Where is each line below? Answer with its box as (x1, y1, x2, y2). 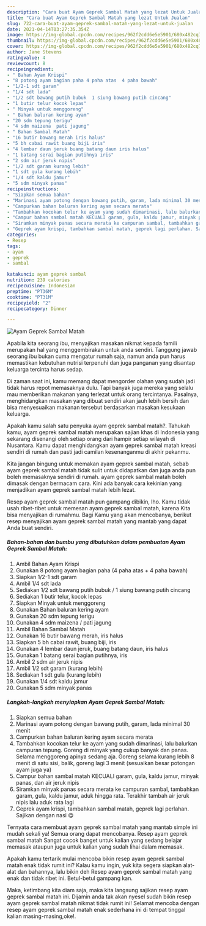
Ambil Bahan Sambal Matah (15, 626, 86, 633)
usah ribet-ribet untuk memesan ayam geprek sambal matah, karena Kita (7, 505, 191, 512)
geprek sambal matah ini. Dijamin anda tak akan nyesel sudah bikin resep (7, 893, 191, 900)
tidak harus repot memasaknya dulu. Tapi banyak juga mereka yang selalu (7, 384, 194, 392)
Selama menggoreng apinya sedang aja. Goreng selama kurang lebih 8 (15, 753, 194, 760)
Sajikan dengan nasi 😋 (15, 812, 74, 819)
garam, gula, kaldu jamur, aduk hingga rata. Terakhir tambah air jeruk (15, 792, 190, 800)
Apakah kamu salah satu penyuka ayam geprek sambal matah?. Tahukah (7, 422, 190, 430)
